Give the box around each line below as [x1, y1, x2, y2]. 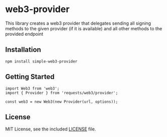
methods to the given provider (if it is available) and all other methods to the [5, 25, 162, 31]
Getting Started [5, 73, 55, 81]
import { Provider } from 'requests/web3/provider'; [5, 90, 118, 95]
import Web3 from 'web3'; [5, 86, 59, 91]
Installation [5, 45, 41, 54]
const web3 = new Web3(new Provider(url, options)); [5, 99, 118, 104]
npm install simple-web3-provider [5, 59, 78, 64]
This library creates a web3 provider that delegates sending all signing [5, 20, 151, 26]
